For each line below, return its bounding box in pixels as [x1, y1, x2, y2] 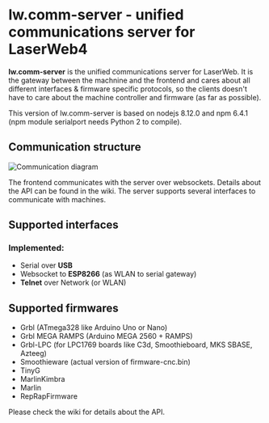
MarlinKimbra [19, 374, 65, 384]
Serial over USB [19, 260, 73, 270]
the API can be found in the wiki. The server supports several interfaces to [8, 186, 256, 196]
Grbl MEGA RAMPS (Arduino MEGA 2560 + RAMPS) [19, 332, 193, 341]
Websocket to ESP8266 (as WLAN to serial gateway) [19, 269, 197, 279]
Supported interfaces [8, 218, 119, 232]
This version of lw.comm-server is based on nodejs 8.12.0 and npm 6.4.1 [8, 108, 249, 118]
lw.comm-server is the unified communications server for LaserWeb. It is [8, 66, 254, 76]
